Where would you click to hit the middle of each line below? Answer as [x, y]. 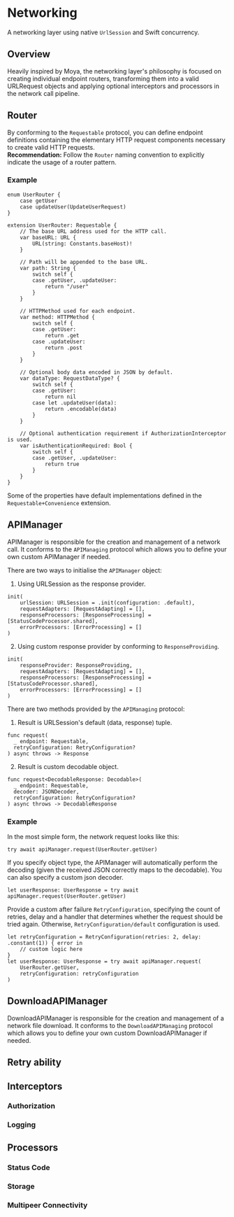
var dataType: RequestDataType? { [70, 378]
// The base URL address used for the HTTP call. [94, 231]
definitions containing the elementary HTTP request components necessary [116, 140]
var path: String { [48, 268]
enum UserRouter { [34, 195]
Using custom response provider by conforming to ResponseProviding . [118, 646]
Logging [22, 1125]
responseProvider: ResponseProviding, [76, 665]
